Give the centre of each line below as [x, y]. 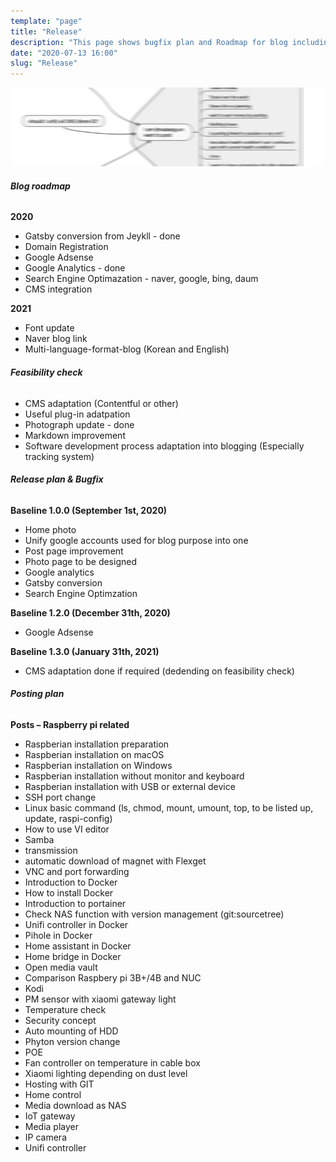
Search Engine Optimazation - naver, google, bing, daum [141, 279]
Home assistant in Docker [78, 946]
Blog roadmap [40, 186]
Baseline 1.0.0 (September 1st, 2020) [89, 510]
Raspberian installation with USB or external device [130, 786]
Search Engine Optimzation [81, 593]
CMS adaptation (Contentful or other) [101, 403]
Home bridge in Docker [73, 956]
